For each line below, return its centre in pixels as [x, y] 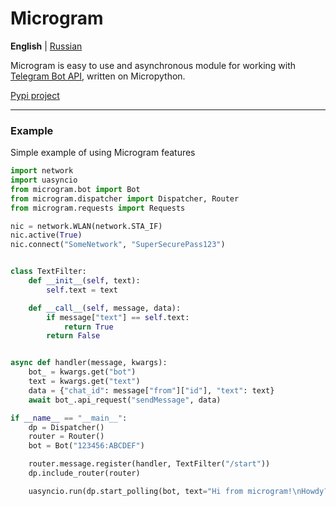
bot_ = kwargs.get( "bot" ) [82, 372]
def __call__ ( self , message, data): [105, 308]
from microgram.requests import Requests [98, 208]
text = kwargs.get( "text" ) [84, 382]
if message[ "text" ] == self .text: [118, 317]
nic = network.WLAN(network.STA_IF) [86, 226]
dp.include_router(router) [84, 473]
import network [42, 171]
